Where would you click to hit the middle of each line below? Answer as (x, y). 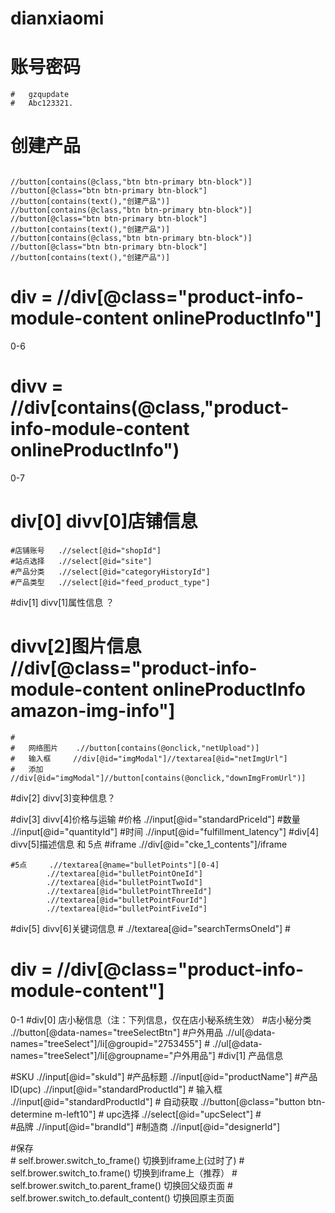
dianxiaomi (57, 18)
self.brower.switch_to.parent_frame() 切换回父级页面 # (121, 1185)
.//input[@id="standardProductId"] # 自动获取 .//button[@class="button (158, 1101)
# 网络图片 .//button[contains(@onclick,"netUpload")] (135, 748)
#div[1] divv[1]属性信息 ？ (62, 602)
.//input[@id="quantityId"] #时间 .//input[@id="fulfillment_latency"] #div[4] (165, 831)
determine (31, 1114)
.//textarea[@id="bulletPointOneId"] (124, 873)
